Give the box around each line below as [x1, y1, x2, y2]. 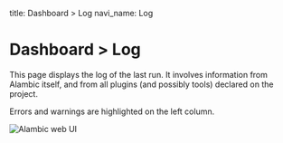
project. [9, 88, 39, 99]
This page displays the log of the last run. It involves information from [9, 69, 269, 80]
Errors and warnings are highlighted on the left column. [9, 106, 215, 117]
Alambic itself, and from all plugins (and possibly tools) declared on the [9, 79, 274, 90]
